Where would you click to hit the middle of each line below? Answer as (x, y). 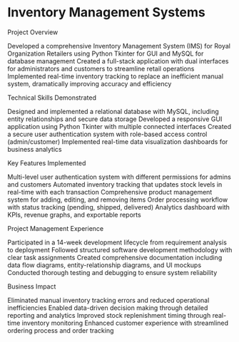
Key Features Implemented (47, 163)
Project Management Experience (56, 228)
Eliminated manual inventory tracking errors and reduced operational (108, 300)
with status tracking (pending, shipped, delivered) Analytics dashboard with (119, 207)
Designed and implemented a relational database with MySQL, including (113, 111)
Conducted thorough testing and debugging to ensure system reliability (112, 272)
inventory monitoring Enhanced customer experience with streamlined (125, 323)
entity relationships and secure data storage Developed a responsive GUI (115, 119)
